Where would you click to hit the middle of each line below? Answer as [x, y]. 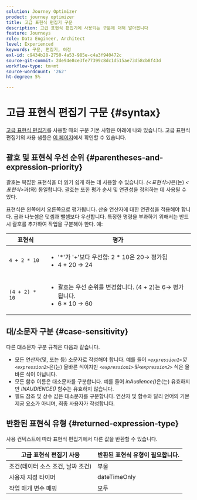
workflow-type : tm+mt [33, 66]
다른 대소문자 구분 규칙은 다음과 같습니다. [53, 347]
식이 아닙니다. [41, 374]
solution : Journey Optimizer [42, 11]
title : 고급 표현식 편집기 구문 [39, 22]
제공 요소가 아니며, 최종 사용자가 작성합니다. [65, 403]
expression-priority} [45, 167]
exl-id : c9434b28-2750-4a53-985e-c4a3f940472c [64, 55]
